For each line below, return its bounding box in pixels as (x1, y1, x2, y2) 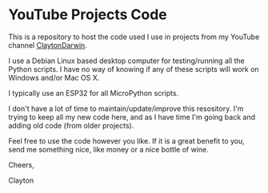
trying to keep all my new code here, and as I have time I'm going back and (8, 112, 256, 121)
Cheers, (8, 160, 34, 169)
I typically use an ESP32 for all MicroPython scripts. (8, 88, 178, 97)
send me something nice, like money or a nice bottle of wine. (8, 144, 210, 154)
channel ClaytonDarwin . (8, 40, 88, 49)
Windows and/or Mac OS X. (8, 73, 100, 82)
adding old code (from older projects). (8, 120, 134, 130)
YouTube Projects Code (8, 6, 167, 24)
